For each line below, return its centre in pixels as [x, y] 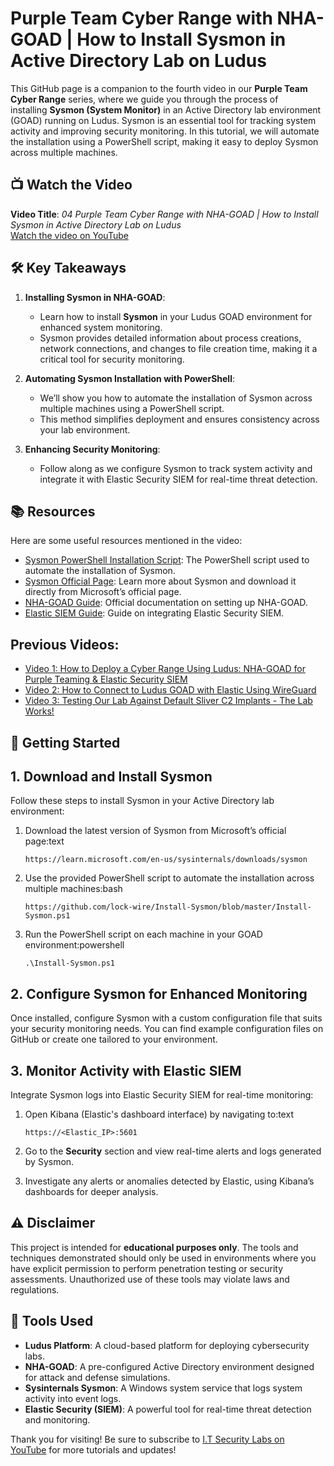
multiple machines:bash [73, 889]
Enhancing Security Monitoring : [92, 449]
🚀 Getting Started [65, 742]
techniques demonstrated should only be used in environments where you [163, 1258]
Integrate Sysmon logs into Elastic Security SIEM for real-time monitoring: [162, 1095]
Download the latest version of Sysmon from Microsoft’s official [155, 831]
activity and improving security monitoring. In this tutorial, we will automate [165, 131]
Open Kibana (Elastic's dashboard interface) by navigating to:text [159, 1114]
